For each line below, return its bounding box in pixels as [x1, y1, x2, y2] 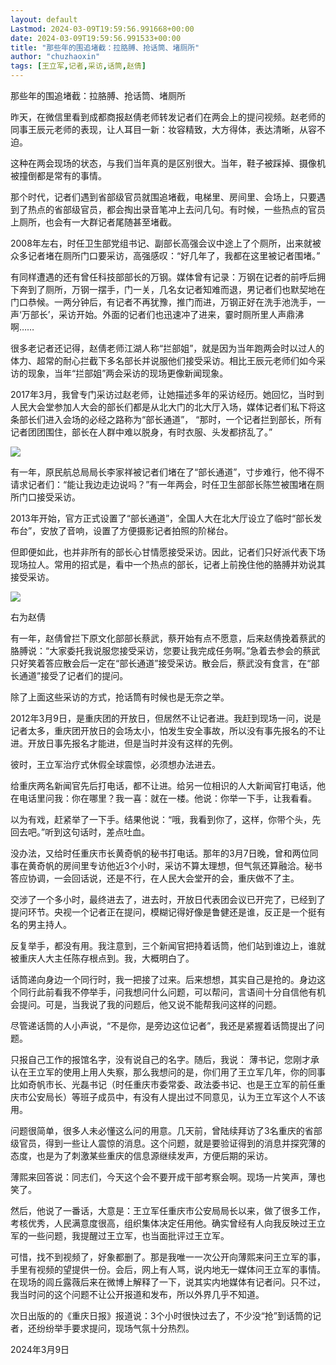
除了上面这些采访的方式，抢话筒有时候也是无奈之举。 [10, 691, 230, 703]
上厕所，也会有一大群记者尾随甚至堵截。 [10, 216, 177, 228]
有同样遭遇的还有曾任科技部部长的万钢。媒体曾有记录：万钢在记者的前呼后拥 [10, 271, 326, 283]
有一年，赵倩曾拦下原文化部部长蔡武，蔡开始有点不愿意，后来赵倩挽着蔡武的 [10, 632, 326, 644]
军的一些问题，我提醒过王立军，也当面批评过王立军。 [10, 1230, 230, 1241]
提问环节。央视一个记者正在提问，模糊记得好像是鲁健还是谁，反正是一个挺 [10, 906, 317, 918]
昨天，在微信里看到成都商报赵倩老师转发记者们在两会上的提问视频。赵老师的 [10, 111, 326, 123]
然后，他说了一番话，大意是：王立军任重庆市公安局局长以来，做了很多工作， [10, 1205, 326, 1216]
